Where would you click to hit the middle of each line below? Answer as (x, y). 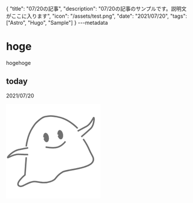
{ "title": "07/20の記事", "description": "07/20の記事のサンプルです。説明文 (96, 9)
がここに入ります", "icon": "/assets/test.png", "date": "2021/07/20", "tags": (96, 16)
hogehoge (19, 63)
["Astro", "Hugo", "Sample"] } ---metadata (57, 23)
